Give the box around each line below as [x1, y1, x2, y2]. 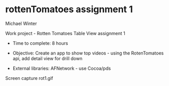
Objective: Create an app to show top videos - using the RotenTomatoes [12, 50, 164, 56]
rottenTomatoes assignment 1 [5, 4, 133, 15]
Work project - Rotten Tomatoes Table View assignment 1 [5, 30, 126, 36]
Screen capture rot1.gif [5, 75, 53, 81]
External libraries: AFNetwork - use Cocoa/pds [12, 65, 111, 71]
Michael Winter [5, 20, 37, 26]
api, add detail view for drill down [12, 55, 82, 62]
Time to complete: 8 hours [12, 40, 68, 46]
